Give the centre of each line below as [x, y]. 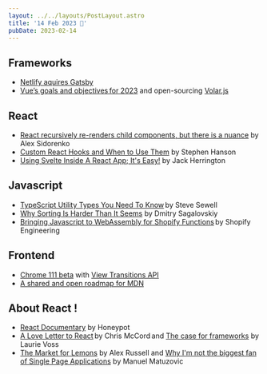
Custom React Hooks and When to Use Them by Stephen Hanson [128, 152]
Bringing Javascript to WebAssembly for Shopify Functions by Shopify [135, 221]
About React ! [43, 308]
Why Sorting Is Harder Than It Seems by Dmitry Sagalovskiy [119, 213]
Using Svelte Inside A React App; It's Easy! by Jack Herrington [123, 160]
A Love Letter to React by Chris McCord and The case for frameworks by [139, 336]
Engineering [40, 230]
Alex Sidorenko [45, 143]
